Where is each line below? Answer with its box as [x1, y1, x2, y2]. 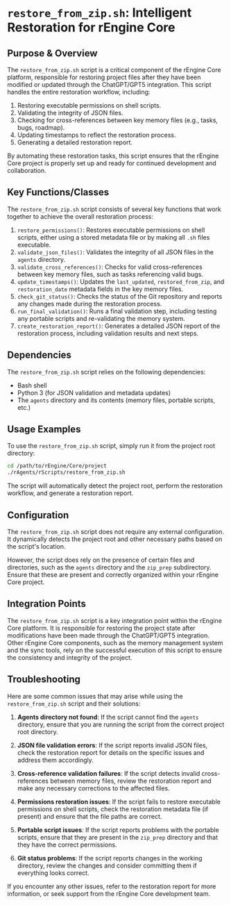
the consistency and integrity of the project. [7, 653, 132, 661]
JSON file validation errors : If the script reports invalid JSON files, [17, 741, 208, 749]
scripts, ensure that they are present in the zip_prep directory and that [17, 833, 219, 841]
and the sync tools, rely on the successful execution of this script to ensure [7, 646, 223, 654]
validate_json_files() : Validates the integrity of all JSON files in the [17, 248, 214, 256]
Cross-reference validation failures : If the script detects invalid [17, 769, 200, 777]
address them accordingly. [17, 756, 94, 764]
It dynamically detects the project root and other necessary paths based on [7, 535, 223, 543]
